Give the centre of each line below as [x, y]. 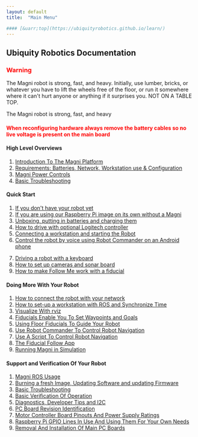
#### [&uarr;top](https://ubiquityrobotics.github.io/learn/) [86, 28]
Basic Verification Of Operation [53, 396]
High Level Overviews [34, 148]
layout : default [26, 12]
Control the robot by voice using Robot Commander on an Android [97, 240]
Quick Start [21, 194]
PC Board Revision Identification [55, 409]
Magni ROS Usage [38, 377]
